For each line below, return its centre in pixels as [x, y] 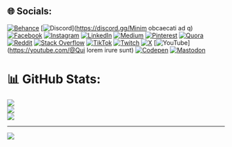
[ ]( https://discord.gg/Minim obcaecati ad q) [117, 28]
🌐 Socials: [30, 11]
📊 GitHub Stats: [54, 79]
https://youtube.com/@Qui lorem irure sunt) [71, 50]
